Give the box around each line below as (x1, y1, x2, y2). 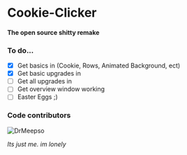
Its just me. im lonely (7, 140, 66, 148)
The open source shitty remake (7, 28, 100, 36)
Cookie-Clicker (7, 5, 97, 21)
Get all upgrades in (17, 77, 72, 85)
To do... (7, 45, 34, 55)
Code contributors (7, 111, 71, 120)
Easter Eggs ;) (17, 92, 58, 101)
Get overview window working (17, 85, 105, 93)
